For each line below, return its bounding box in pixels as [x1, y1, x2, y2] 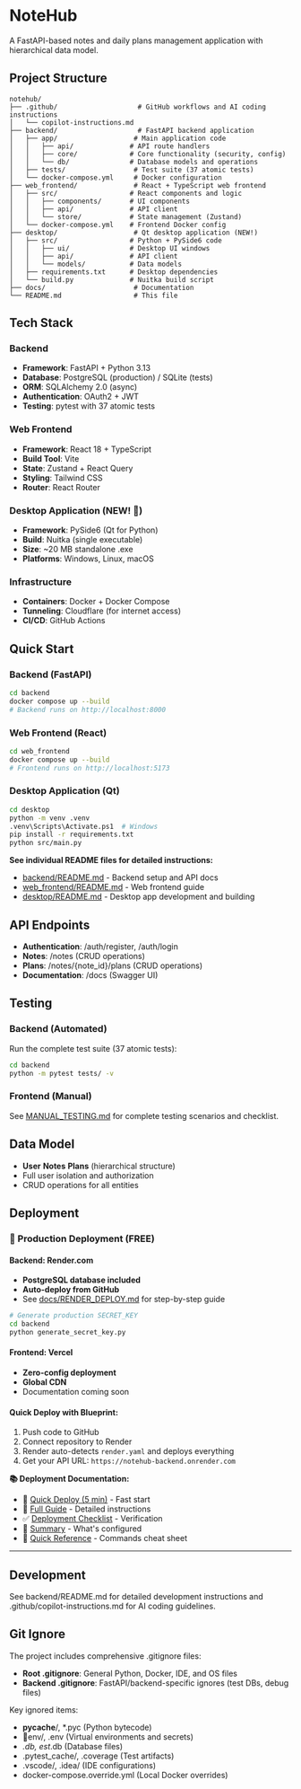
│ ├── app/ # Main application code [9, 134, 227, 143]
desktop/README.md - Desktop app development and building [21, 891, 255, 903]
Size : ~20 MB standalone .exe [21, 544, 133, 555]
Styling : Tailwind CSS [21, 472, 103, 483]
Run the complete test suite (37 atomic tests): [9, 1043, 177, 1053]
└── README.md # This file [9, 291, 178, 300]
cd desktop [9, 805, 50, 814]
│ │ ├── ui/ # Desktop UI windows [9, 243, 211, 252]
